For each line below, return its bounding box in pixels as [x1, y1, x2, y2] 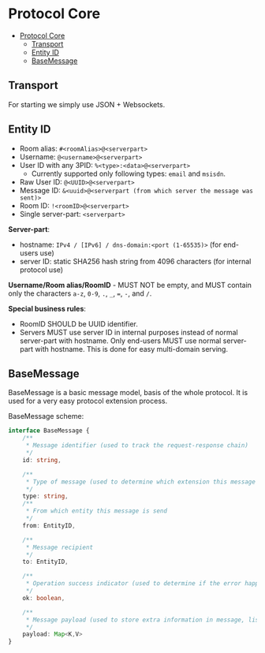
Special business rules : [8, 304, 87, 313]
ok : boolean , [22, 594, 65, 602]
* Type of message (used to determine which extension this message [25, 478, 256, 486]
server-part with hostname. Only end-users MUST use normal [19, 336, 222, 345]
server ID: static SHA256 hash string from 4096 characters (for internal [19, 256, 252, 266]
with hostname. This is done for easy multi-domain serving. [35, 344, 229, 353]
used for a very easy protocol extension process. [8, 396, 168, 406]
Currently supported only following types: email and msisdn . [31, 169, 226, 178]
